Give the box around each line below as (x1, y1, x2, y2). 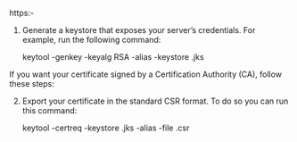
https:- (9, 8, 34, 18)
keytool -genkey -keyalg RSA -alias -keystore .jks (21, 52, 204, 62)
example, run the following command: (21, 35, 161, 45)
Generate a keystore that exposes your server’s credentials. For (21, 25, 256, 35)
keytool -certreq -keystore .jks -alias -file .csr (21, 122, 190, 133)
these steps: (9, 79, 55, 88)
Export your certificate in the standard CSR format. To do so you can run (21, 96, 289, 106)
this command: (21, 105, 78, 115)
